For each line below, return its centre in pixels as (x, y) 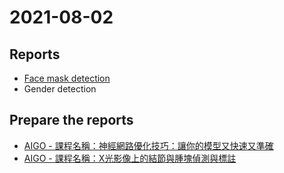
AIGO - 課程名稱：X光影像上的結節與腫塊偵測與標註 (130, 158)
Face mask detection (67, 78)
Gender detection (60, 89)
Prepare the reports (71, 120)
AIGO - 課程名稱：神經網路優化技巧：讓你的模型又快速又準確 (148, 145)
